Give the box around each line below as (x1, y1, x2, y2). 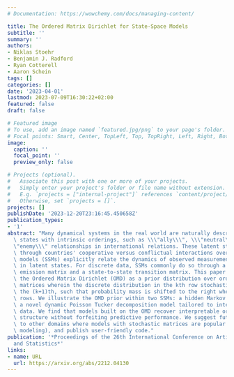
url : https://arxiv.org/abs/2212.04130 (13, 360, 130, 367)
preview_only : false (13, 158, 73, 166)
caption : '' (13, 146, 49, 153)
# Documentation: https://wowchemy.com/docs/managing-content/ (7, 10, 195, 17)
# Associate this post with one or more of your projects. (7, 178, 189, 185)
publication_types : (7, 217, 64, 224)
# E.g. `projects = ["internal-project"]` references (7, 191, 173, 198)
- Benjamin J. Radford (7, 55, 73, 63)
